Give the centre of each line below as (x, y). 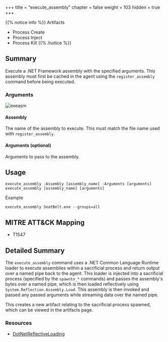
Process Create (29, 32)
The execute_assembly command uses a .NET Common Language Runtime (82, 262)
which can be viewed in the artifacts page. (49, 310)
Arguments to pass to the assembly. (43, 156)
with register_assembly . (30, 134)
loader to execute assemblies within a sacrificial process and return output (82, 268)
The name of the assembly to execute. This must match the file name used (82, 129)
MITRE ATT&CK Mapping (45, 222)
